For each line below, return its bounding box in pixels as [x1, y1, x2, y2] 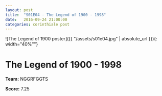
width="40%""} [5, 41, 38, 47]
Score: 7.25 [5, 86, 30, 92]
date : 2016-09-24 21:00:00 [5, 17, 67, 22]
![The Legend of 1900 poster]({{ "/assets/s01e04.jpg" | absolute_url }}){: [5, 36, 157, 42]
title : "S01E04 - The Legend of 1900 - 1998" [5, 12, 106, 17]
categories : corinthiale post [5, 21, 70, 27]
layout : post [5, 7, 33, 13]
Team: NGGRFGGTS [5, 76, 49, 82]
